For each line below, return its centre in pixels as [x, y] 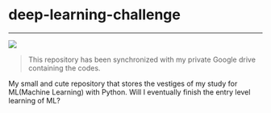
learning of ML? [34, 100]
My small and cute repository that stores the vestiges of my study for [123, 83]
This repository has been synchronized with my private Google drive [142, 59]
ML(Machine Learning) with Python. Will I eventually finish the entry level [129, 92]
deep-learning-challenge [95, 15]
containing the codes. [64, 68]
